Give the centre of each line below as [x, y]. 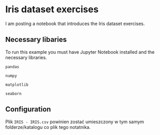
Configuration [28, 109]
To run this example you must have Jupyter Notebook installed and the [80, 52]
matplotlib [17, 85]
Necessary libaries [36, 40]
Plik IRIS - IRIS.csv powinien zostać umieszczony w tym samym [75, 122]
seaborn [14, 94]
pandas [12, 67]
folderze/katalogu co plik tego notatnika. [48, 127]
